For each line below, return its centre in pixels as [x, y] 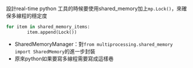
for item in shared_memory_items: [48, 27]
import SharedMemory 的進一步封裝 [55, 51]
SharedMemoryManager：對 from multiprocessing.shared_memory [94, 44]
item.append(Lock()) [52, 32]
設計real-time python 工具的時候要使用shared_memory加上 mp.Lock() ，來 [94, 8]
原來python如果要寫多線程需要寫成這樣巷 [64, 58]
